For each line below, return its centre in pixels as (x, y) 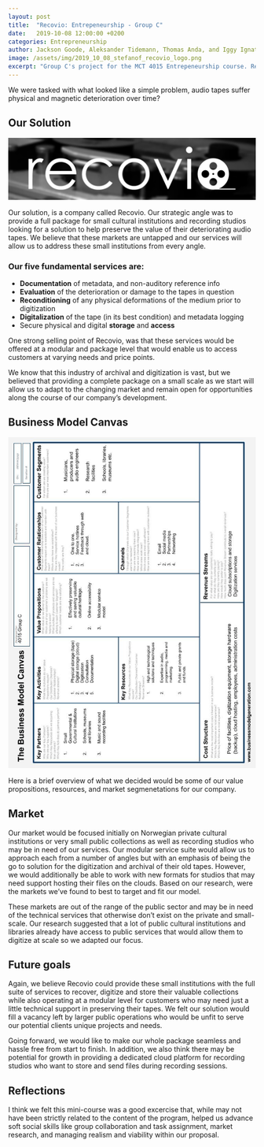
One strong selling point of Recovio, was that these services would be (121, 340)
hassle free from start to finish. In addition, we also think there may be (121, 1049)
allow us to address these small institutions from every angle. (107, 246)
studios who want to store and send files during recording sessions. (118, 1066)
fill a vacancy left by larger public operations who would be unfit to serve (126, 1017)
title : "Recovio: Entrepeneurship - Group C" (86, 25)
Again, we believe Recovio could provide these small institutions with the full (132, 984)
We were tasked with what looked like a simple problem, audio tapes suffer (129, 90)
